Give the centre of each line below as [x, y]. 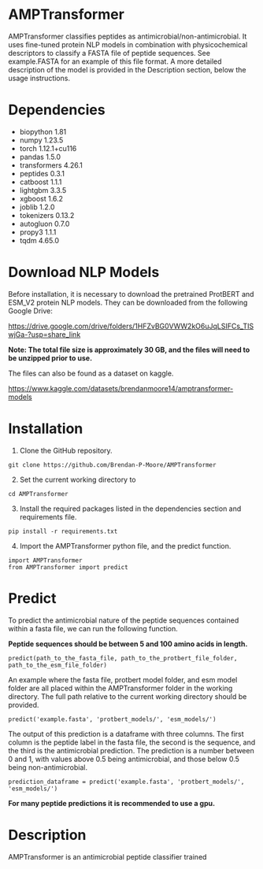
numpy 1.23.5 [41, 140]
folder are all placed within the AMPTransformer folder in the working [120, 688]
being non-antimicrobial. [48, 767]
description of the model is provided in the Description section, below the [127, 69]
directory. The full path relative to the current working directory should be [128, 696]
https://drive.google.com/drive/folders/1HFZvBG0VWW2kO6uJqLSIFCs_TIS [131, 326]
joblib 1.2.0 [37, 207]
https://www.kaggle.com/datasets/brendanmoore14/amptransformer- [121, 388]
